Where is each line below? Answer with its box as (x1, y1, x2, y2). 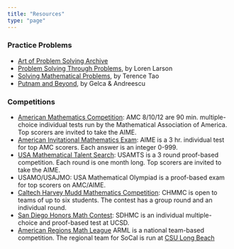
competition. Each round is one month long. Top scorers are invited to (17, 158, 222, 167)
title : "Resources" (7, 10, 65, 18)
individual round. (17, 204, 67, 212)
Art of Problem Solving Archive (17, 56, 108, 65)
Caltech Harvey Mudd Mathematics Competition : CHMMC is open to (17, 189, 218, 197)
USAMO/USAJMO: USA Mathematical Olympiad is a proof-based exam (17, 173, 225, 182)
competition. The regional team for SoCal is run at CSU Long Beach (17, 233, 215, 242)
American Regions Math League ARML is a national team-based (17, 226, 204, 235)
